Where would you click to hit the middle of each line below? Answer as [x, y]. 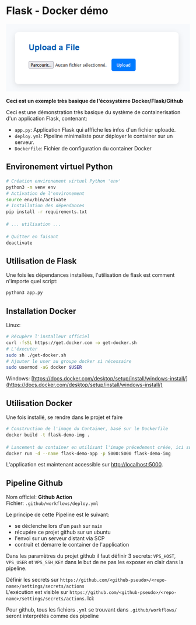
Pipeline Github [34, 483]
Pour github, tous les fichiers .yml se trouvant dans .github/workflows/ [92, 610]
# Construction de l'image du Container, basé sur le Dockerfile [87, 429]
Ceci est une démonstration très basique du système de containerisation [93, 112]
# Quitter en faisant [32, 236]
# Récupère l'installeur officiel [48, 337]
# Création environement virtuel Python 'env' [64, 181]
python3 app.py [24, 293]
